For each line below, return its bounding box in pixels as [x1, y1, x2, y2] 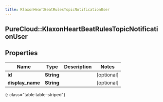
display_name [7, 79, 40, 86]
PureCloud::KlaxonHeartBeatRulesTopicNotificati [5, 25, 158, 33]
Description [64, 63, 92, 70]
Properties [5, 49, 38, 57]
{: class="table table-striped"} [5, 91, 66, 97]
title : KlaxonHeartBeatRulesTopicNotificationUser [5, 7, 110, 12]
